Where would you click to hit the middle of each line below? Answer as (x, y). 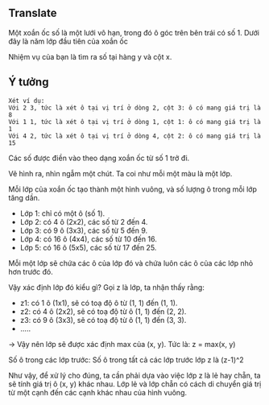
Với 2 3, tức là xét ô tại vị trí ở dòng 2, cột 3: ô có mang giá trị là (135, 108)
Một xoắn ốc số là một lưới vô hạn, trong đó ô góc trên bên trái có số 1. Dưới (134, 32)
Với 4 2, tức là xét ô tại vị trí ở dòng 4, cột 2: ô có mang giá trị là (135, 136)
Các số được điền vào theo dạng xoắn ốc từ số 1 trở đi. (99, 158)
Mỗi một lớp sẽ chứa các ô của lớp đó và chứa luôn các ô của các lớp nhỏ (131, 263)
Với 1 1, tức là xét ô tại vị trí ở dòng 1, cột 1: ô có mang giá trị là (135, 122)
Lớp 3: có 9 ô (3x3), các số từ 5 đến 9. (83, 230)
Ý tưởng (29, 83)
